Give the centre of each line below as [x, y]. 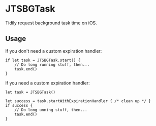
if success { [19, 105]
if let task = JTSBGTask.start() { [43, 60]
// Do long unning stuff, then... [51, 110]
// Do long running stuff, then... [52, 65]
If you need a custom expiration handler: [48, 83]
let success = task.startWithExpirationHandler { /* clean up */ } [78, 101]
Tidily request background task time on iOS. [51, 23]
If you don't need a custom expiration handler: [54, 51]
